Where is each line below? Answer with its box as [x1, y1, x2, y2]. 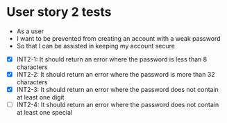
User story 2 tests [6, 4, 112, 20]
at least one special [16, 108, 73, 117]
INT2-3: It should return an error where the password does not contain [16, 86, 219, 94]
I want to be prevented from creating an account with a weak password [16, 34, 221, 42]
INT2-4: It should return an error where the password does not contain [16, 101, 219, 109]
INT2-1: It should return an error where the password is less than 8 [16, 55, 208, 63]
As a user [16, 27, 44, 35]
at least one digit [16, 93, 65, 102]
